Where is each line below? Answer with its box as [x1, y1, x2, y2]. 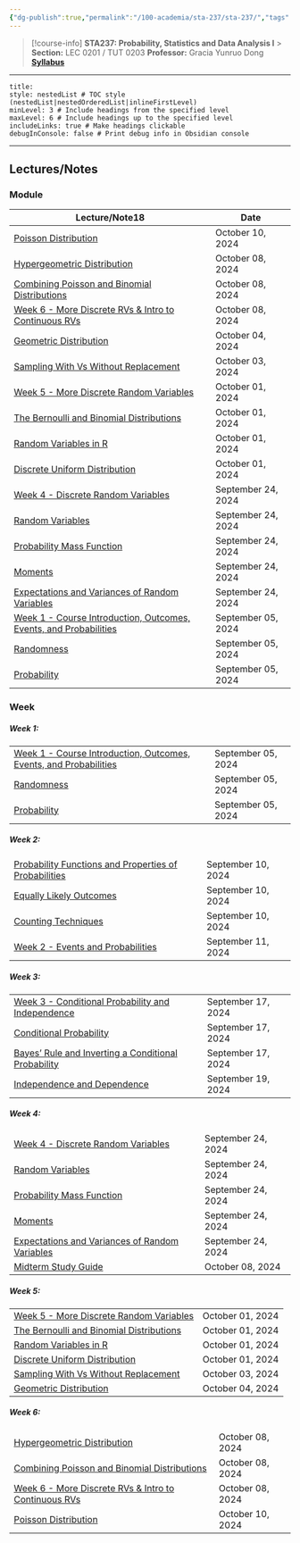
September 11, [206, 935, 270, 947]
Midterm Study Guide [13, 1261, 104, 1273]
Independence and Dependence [13, 1078, 149, 1090]
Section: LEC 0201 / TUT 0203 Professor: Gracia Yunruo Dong [30, 46, 264, 58]
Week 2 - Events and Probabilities [13, 941, 158, 954]
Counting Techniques [13, 915, 104, 928]
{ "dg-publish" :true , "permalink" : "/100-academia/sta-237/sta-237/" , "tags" [9, 13, 290, 22]
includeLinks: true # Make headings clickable [9, 121, 186, 130]
